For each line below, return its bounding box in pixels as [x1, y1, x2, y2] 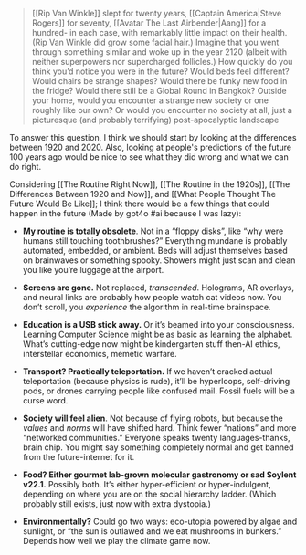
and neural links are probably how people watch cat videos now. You [22, 292, 282, 302]
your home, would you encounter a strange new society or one [31, 95, 269, 106]
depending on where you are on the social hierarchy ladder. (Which [22, 488, 277, 499]
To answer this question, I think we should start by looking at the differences [9, 132, 297, 142]
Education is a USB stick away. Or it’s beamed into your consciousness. [22, 319, 295, 330]
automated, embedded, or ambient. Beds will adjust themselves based [22, 246, 288, 256]
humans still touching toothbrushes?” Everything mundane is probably [22, 236, 288, 246]
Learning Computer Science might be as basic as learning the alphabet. [22, 329, 293, 340]
